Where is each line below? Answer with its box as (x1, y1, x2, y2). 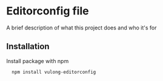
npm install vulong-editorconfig (12, 69, 96, 75)
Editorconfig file (6, 4, 89, 18)
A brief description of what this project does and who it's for (6, 24, 157, 31)
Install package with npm (6, 57, 69, 64)
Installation (6, 41, 50, 52)
